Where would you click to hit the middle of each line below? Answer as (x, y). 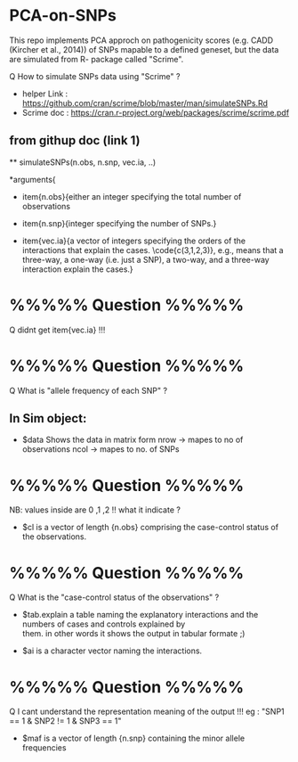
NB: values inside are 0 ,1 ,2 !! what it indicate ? (95, 510)
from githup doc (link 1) (75, 140)
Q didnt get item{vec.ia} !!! (57, 330)
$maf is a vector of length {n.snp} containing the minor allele (133, 738)
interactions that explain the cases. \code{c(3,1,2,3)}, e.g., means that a (153, 250)
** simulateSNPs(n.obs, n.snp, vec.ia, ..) (83, 162)
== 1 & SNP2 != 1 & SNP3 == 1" (65, 721)
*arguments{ (32, 179)
